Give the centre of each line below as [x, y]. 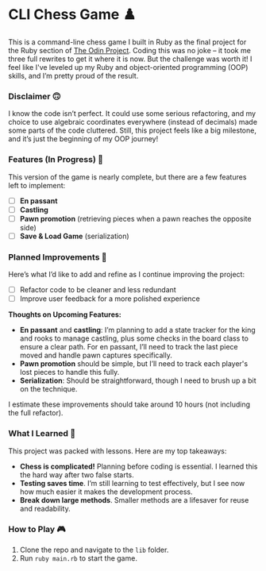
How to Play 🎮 [37, 530]
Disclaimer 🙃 [35, 96]
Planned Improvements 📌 [58, 257]
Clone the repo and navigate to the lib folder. [94, 550]
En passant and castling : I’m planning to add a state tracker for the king [137, 330]
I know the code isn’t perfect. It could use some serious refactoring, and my [132, 114]
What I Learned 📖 [42, 434]
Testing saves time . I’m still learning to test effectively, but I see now [132, 483]
